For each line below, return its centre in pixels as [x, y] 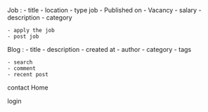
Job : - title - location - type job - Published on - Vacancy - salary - [104, 10]
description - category [40, 17]
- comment [22, 69]
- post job [23, 36]
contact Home [28, 87]
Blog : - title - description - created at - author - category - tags [99, 49]
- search [20, 62]
